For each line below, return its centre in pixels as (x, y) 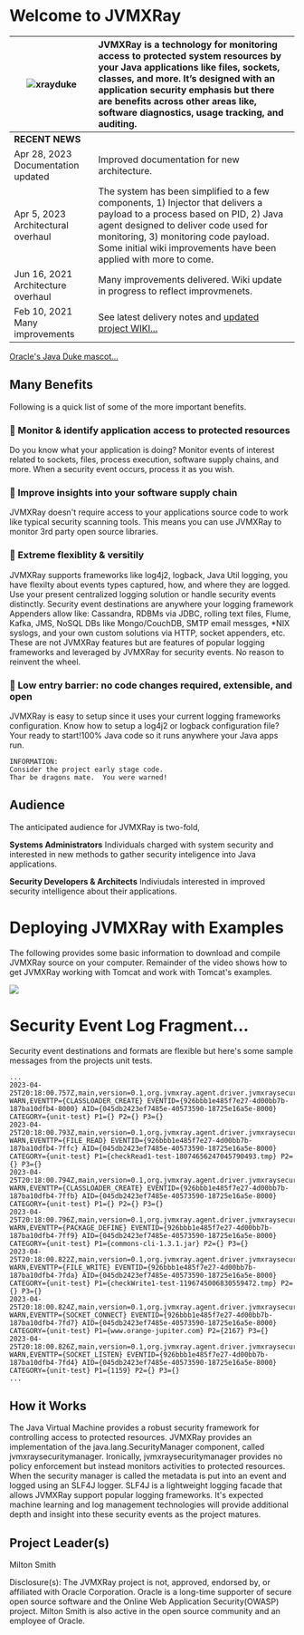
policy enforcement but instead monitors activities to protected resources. (147, 1466)
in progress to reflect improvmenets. (176, 291)
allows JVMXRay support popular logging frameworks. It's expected (137, 1495)
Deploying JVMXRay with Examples (147, 928)
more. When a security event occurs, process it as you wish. (122, 469)
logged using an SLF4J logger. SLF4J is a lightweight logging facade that (146, 1485)
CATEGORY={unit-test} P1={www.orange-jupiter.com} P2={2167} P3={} (139, 1330)
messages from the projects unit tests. (81, 1060)
